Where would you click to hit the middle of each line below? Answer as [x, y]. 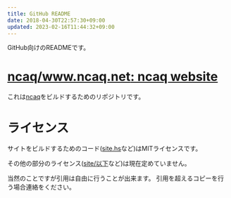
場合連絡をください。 [44, 187]
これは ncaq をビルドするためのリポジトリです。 [76, 97]
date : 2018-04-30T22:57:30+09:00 [56, 20]
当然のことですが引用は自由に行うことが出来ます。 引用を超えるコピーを [113, 178]
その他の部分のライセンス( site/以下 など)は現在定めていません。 [99, 164]
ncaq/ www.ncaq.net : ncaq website [113, 76]
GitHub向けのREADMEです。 [49, 48]
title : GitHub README [39, 14]
